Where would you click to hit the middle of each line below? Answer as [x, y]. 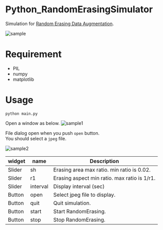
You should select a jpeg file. [36, 138]
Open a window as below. [33, 123]
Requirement [33, 54]
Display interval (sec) [79, 186]
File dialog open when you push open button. [52, 133]
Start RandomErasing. [80, 211]
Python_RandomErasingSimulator [79, 9]
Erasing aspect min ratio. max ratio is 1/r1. [104, 178]
